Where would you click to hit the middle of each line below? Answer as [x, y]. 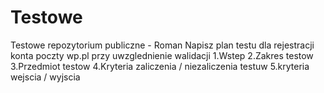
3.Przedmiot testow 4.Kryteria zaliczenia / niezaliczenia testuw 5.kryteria [160, 66]
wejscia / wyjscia [45, 77]
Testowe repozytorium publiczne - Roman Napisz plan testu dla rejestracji [162, 45]
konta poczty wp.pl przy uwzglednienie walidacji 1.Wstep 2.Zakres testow [162, 55]
